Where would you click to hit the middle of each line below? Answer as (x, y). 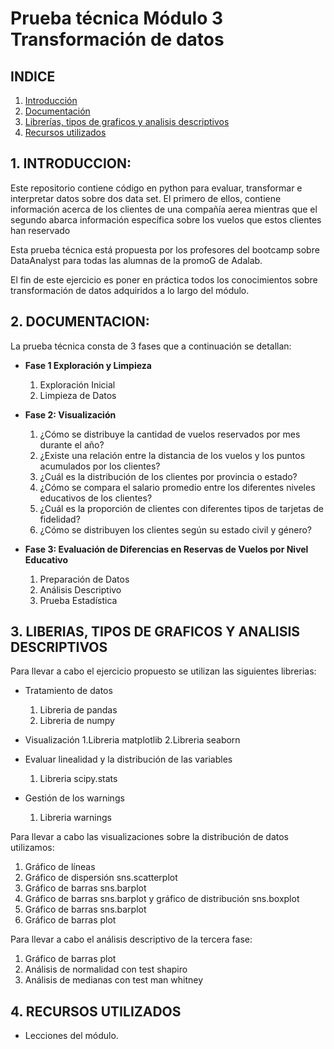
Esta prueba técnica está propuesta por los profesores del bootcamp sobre (165, 249)
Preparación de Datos (84, 579)
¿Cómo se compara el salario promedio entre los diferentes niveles (177, 487)
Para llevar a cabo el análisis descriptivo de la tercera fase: (131, 939)
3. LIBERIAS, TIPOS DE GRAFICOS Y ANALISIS (155, 632)
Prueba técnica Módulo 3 (117, 18)
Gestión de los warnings (74, 798)
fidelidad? (60, 519)
